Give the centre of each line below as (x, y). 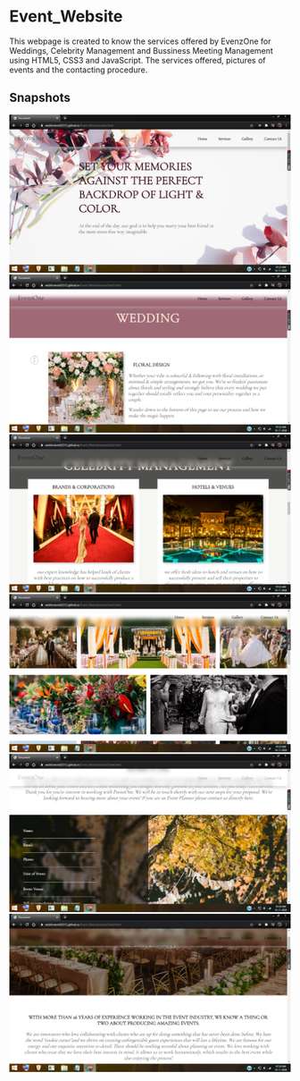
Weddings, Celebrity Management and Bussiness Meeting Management (142, 50)
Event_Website (66, 17)
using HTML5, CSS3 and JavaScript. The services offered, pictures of (137, 60)
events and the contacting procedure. (79, 70)
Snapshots (40, 98)
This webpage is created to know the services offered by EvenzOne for (140, 41)
